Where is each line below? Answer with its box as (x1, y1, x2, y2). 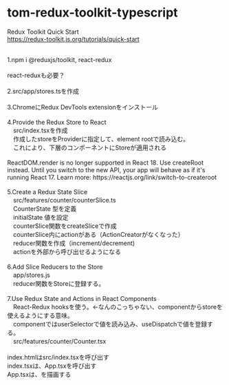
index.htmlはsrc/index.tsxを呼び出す (7, 353, 109, 361)
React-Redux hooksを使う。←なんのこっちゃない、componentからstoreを (12, 302, 223, 311)
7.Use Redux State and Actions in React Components (7, 294, 157, 302)
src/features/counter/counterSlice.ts (12, 196, 116, 204)
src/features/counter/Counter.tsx (12, 337, 107, 345)
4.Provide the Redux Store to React (7, 118, 107, 126)
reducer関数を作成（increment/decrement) (12, 239, 135, 247)
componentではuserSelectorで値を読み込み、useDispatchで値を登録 (12, 320, 208, 328)
